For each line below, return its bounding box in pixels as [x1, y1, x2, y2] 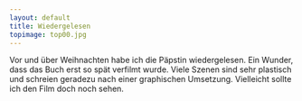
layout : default [9, 13, 71, 23]
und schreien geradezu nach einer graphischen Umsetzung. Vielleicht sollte [9, 74, 292, 85]
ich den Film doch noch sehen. [9, 83, 125, 95]
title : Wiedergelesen [9, 22, 91, 31]
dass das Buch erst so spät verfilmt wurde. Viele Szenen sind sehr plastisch [9, 64, 292, 75]
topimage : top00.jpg [9, 30, 88, 39]
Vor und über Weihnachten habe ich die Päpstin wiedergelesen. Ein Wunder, [9, 55, 294, 66]
